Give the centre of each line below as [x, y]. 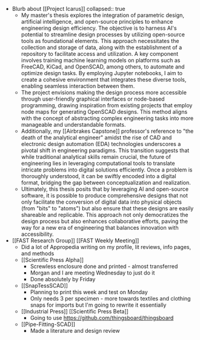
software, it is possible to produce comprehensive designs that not [104, 195]
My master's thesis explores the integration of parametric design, [103, 15]
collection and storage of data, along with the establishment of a [102, 47]
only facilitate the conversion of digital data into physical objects [101, 202]
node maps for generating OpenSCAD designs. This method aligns [104, 112]
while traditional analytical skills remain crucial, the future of [96, 157]
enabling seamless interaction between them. [78, 86]
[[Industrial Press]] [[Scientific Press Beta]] [75, 311]
